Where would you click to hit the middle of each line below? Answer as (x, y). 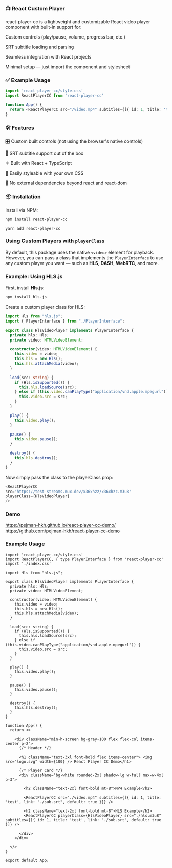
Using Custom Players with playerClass (55, 241)
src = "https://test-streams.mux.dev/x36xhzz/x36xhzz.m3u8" (68, 492)
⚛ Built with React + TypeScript (39, 163)
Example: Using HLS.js (34, 276)
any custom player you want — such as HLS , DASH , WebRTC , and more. (82, 263)
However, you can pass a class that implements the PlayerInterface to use (84, 258)
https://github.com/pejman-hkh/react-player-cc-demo (63, 531)
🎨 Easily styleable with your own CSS (45, 173)
